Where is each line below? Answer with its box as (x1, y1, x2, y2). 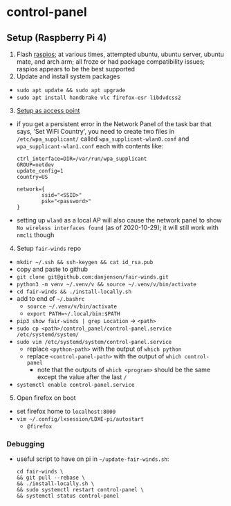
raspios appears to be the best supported (16, 65, 136, 73)
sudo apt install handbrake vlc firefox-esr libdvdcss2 (16, 94, 181, 101)
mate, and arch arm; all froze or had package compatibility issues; (16, 58, 205, 66)
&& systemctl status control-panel (16, 493, 120, 500)
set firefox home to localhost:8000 (16, 407, 116, 415)
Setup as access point (16, 107, 80, 114)
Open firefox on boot (16, 394, 77, 402)
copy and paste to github (16, 265, 88, 273)
